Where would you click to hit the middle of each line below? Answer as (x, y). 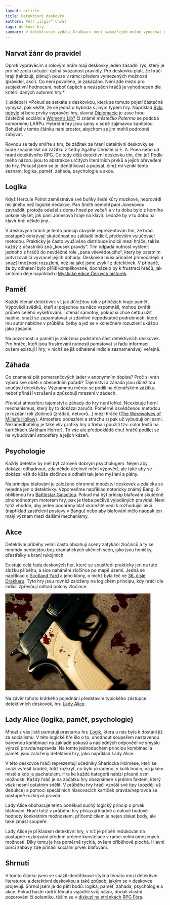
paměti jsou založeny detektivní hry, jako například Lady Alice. (70, 753)
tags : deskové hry (25, 27)
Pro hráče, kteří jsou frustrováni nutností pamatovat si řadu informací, (78, 344)
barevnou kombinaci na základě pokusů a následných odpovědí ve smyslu (83, 743)
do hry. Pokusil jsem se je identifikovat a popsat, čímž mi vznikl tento (77, 166)
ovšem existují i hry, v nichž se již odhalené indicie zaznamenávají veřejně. (83, 349)
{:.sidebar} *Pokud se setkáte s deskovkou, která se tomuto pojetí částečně (84, 102)
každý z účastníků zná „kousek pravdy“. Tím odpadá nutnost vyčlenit (77, 246)
